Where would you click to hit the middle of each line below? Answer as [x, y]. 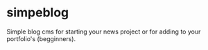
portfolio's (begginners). [41, 38]
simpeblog [38, 13]
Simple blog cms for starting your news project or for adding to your [104, 32]
